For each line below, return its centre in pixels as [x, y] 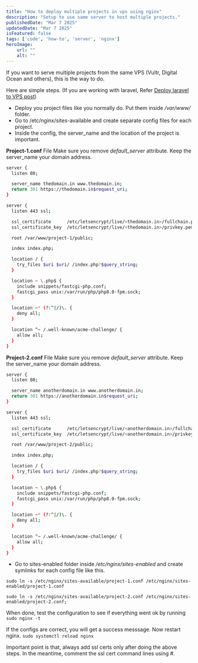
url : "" [26, 50]
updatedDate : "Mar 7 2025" [39, 28]
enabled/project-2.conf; [37, 602]
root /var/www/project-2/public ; [52, 445]
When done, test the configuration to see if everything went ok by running [96, 613]
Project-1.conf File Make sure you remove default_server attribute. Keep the [99, 151]
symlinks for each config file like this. [60, 570]
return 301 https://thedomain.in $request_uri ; [70, 190]
